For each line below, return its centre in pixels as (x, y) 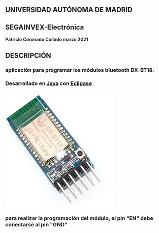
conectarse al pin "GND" (36, 225)
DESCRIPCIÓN (28, 55)
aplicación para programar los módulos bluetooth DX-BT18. (80, 70)
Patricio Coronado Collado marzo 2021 (47, 40)
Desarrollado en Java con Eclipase (49, 83)
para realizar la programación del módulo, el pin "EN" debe (79, 218)
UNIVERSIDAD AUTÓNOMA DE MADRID (69, 10)
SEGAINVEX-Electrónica (45, 27)
